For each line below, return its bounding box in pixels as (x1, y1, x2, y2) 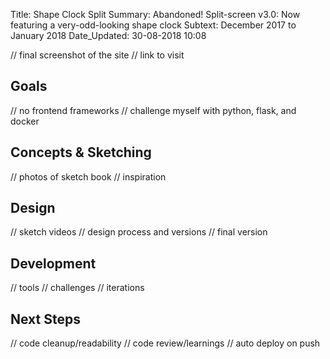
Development (10, 255, 97, 272)
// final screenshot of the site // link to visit (10, 49, 185, 61)
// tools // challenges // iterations (10, 282, 145, 294)
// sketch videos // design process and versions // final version (10, 226, 268, 238)
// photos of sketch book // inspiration (10, 170, 167, 183)
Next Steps (10, 310, 81, 328)
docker (10, 115, 40, 127)
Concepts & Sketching (10, 144, 152, 161)
